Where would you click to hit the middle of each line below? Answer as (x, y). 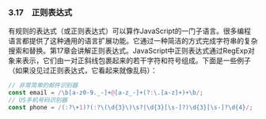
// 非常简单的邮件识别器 (43, 86)
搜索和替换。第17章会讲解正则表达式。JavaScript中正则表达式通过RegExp (128, 51)
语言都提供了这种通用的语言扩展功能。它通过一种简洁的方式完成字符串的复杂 (133, 41)
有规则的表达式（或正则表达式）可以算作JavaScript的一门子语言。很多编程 (130, 31)
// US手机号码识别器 (38, 100)
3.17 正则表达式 (40, 12)
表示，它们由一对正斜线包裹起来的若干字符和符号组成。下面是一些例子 (136, 61)
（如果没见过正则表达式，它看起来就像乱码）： (83, 71)
